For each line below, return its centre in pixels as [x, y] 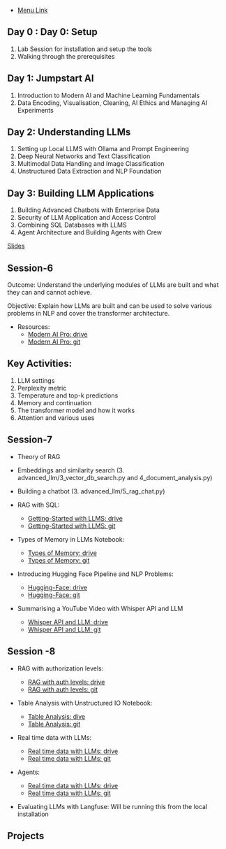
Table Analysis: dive [56, 716]
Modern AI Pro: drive [58, 335]
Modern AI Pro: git [54, 342]
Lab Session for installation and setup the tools [84, 49]
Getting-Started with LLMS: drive [75, 518]
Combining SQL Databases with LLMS [72, 225]
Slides [16, 246]
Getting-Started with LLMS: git [71, 526]
